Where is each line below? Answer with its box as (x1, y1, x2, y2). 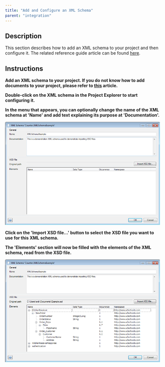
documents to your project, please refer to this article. (5, 83, 118, 88)
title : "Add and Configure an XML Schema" (5, 8, 93, 13)
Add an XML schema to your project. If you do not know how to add (5, 78, 145, 84)
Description (5, 32, 42, 40)
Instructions (5, 64, 43, 73)
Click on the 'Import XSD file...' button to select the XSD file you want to (5, 229, 154, 235)
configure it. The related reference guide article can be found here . (5, 50, 141, 56)
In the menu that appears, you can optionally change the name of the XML (5, 107, 160, 113)
